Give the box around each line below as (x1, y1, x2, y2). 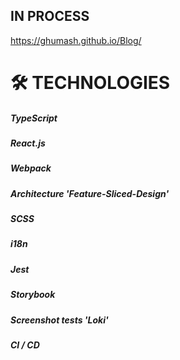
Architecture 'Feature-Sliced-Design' (10, 187, 170, 199)
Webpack (10, 162, 52, 174)
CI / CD (10, 339, 40, 351)
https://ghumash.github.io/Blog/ (10, 34, 142, 46)
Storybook (10, 289, 56, 301)
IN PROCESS (10, 8, 90, 25)
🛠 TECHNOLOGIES (10, 72, 171, 94)
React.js (10, 137, 46, 149)
